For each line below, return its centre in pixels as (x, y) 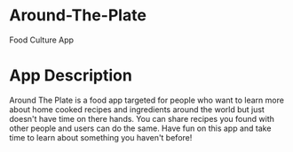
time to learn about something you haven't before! (101, 137)
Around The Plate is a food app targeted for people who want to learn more (146, 100)
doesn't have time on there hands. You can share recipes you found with (142, 118)
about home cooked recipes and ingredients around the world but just (137, 109)
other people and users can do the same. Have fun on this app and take (140, 128)
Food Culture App (41, 40)
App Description (71, 76)
